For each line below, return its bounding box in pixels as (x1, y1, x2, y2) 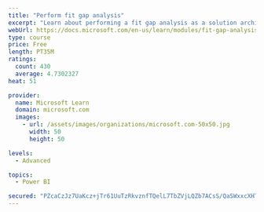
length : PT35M (8, 48, 55, 56)
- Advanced (15, 156, 51, 165)
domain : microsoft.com (15, 106, 90, 114)
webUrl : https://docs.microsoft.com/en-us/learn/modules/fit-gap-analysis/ (8, 26, 262, 34)
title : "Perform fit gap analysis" (8, 11, 125, 20)
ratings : (8, 56, 37, 64)
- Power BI (15, 178, 51, 186)
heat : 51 (8, 77, 37, 85)
